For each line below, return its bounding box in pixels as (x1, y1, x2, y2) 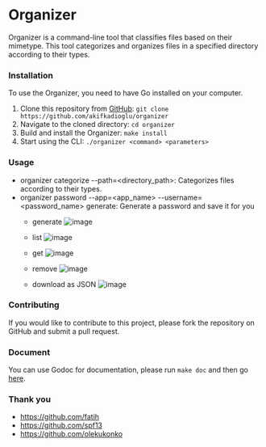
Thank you (8, 394, 51, 405)
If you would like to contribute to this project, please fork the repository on (8, 318, 256, 327)
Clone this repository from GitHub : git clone (19, 103, 169, 114)
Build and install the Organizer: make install (19, 128, 168, 138)
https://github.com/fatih (19, 412, 99, 422)
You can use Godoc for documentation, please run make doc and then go (8, 365, 248, 375)
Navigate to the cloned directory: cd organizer (19, 120, 175, 129)
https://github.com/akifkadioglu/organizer (19, 112, 169, 120)
